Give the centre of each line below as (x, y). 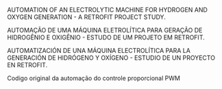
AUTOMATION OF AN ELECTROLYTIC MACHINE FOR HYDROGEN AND (107, 10)
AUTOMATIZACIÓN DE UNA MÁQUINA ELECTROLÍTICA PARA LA (99, 51)
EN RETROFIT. (27, 65)
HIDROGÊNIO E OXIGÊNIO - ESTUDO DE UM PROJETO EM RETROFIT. (106, 37)
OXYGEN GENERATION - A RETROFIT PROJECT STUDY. (86, 17)
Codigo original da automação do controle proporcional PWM (94, 78)
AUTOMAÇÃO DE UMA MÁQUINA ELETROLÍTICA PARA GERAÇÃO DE (105, 30)
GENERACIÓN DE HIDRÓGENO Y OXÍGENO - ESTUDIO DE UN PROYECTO (111, 58)
